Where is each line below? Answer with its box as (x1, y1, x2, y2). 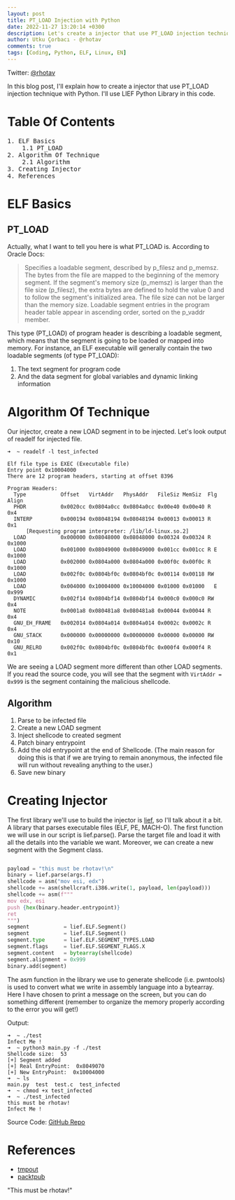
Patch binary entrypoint (17, 738, 86, 747)
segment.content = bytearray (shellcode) (7, 949, 133, 957)
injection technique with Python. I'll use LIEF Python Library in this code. (7, 89, 215, 98)
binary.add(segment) (7, 962, 68, 969)
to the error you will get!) (7, 1005, 79, 1013)
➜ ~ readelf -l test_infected (7, 448, 99, 455)
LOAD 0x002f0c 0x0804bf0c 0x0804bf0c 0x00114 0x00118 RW (13, 571, 215, 578)
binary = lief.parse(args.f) (7, 871, 92, 878)
